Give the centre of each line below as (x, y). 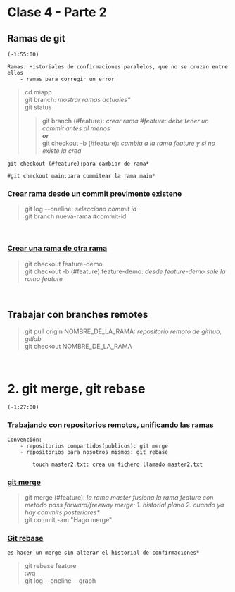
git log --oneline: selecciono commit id (81, 209)
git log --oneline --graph (60, 581)
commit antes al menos (76, 128)
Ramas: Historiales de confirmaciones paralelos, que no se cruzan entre (118, 67)
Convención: (25, 440)
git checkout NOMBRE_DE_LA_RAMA (78, 347)
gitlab (33, 339)
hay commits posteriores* (62, 512)
